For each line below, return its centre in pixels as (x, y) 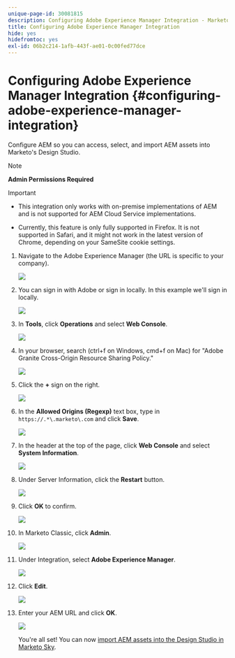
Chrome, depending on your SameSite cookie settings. (97, 242)
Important (22, 192)
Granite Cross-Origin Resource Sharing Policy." (86, 358)
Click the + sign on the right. (59, 385)
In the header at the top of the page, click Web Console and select (114, 445)
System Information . (48, 452)
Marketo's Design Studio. (44, 152)
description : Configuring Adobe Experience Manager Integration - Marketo (119, 20)
